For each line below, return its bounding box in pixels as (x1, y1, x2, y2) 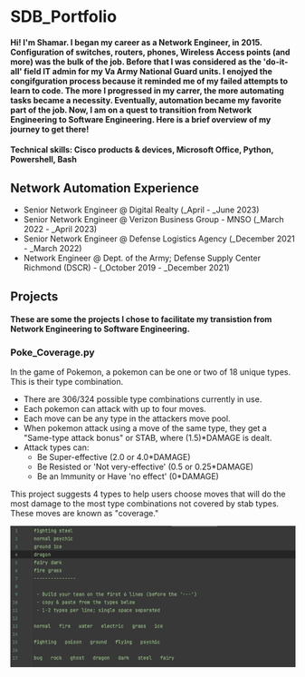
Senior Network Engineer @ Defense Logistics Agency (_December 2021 (23, 233, 295, 244)
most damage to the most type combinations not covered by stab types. (10, 498, 280, 509)
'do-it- (262, 56, 289, 67)
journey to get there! (10, 123, 90, 134)
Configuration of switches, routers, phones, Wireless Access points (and (10, 46, 291, 57)
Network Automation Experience (10, 180, 200, 196)
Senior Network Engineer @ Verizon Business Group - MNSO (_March (23, 214, 284, 225)
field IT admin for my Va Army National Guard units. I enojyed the (23, 65, 272, 76)
